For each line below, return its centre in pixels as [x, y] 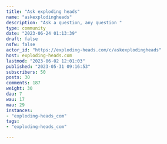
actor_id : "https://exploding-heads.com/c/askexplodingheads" [84, 50]
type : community [26, 28]
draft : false [22, 39]
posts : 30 [18, 77]
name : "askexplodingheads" [39, 17]
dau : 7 [14, 94]
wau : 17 [16, 99]
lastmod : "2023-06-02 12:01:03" [46, 61]
